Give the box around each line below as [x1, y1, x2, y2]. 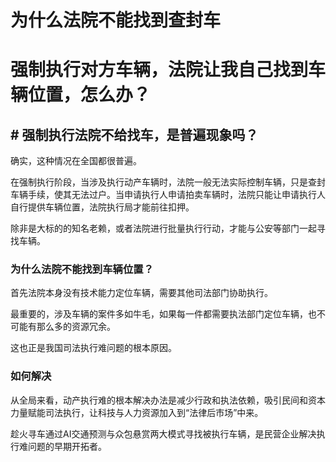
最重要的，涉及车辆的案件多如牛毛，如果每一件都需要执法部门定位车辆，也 [10, 308, 317, 320]
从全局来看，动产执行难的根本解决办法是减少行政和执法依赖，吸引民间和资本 [10, 394, 326, 406]
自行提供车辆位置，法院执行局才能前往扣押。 [10, 201, 195, 213]
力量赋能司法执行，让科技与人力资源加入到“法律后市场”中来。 [10, 406, 264, 418]
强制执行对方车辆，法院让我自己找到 [10, 59, 309, 81]
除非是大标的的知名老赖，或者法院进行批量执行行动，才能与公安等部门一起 [10, 222, 317, 235]
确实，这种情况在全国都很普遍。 [10, 155, 142, 167]
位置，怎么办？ [28, 84, 152, 106]
